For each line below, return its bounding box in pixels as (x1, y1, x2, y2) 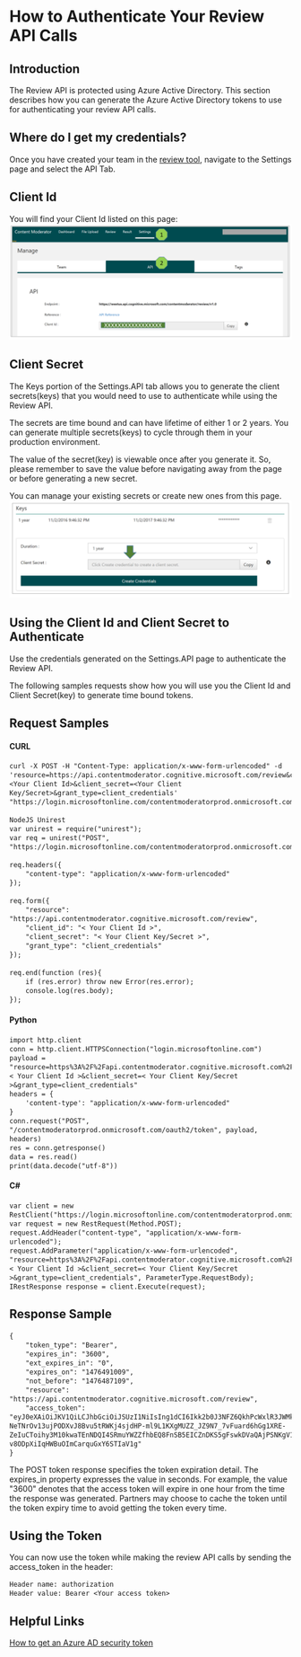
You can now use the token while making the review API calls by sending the (9, 1552, 292, 1563)
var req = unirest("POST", (9, 834, 110, 843)
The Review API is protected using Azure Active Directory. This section (9, 85, 271, 95)
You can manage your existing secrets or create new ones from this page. (9, 490, 282, 501)
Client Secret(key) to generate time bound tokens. (9, 689, 194, 700)
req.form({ (9, 897, 50, 906)
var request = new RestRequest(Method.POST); (9, 1219, 182, 1228)
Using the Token (9, 1528, 102, 1543)
